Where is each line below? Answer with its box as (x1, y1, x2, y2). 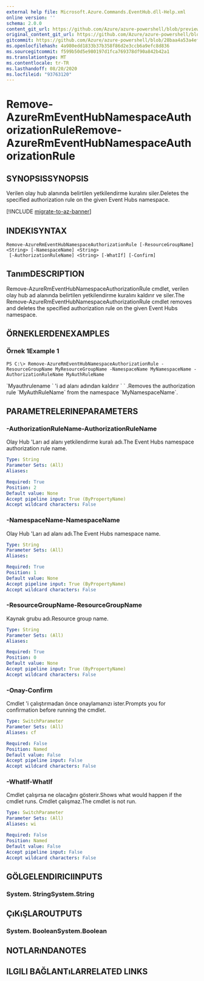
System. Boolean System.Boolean (6, 927, 107, 935)
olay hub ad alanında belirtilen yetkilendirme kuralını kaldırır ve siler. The (6, 291, 185, 299)
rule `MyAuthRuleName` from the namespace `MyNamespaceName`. (6, 388, 178, 396)
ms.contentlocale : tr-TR (6, 60, 69, 66)
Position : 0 (6, 654, 36, 661)
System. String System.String (6, 890, 95, 898)
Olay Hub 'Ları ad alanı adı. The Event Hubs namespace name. (6, 529, 161, 537)
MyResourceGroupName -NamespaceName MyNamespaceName (55, 366, 191, 372)
